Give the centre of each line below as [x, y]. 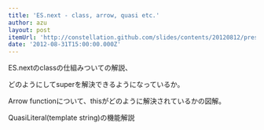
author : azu [27, 23]
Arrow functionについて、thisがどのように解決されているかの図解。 [117, 101]
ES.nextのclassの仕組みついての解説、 [70, 68]
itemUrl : [22, 37]
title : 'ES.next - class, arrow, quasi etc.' [84, 15]
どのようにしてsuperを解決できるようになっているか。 [96, 85]
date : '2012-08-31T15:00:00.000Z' [65, 45]
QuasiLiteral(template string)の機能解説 [71, 117]
